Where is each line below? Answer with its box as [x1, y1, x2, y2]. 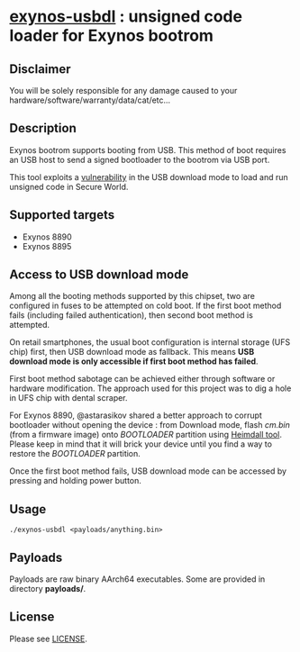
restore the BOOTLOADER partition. [9, 448, 141, 459]
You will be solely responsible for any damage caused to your [9, 86, 238, 95]
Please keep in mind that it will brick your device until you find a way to [9, 439, 273, 449]
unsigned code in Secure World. [9, 181, 129, 192]
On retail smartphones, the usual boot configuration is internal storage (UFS [9, 337, 291, 348]
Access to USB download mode [9, 267, 189, 283]
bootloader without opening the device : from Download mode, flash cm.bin [9, 420, 290, 430]
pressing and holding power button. [9, 475, 142, 486]
